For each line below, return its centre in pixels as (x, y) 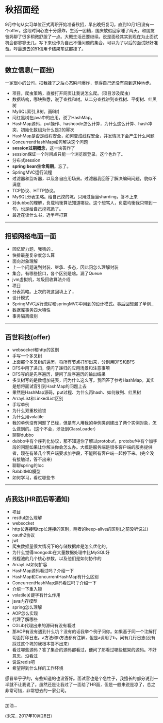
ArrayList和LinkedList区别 (38, 399)
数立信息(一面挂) (30, 70)
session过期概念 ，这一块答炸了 (43, 148)
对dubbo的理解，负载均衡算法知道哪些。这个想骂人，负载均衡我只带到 (82, 203)
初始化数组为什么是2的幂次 (48, 130)
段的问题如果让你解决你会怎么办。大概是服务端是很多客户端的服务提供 (82, 447)
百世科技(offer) (28, 337)
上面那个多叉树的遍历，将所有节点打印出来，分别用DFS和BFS (73, 362)
